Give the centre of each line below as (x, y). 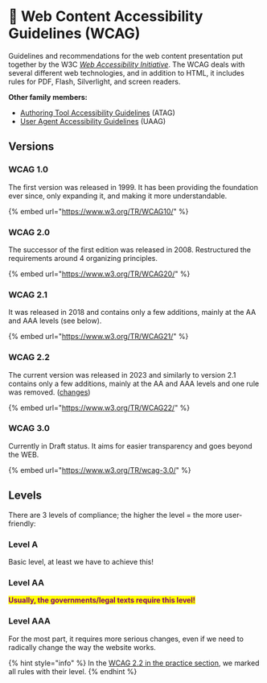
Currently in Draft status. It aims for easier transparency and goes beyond (130, 445)
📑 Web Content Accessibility (106, 17)
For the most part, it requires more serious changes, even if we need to (126, 639)
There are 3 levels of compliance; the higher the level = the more (116, 515)
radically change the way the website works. (82, 647)
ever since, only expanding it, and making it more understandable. (118, 196)
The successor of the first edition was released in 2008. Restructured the (130, 250)
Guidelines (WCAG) (74, 33)
